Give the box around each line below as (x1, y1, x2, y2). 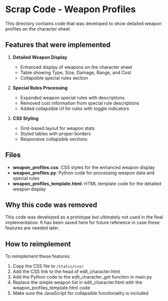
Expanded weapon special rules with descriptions (20, 94, 125, 100)
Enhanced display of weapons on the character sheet (20, 64, 132, 70)
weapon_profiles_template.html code (12, 285, 91, 291)
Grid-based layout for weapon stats (20, 125, 95, 131)
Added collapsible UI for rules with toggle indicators (20, 105, 129, 112)
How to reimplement (5, 239, 71, 248)
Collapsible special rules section (20, 75, 88, 81)
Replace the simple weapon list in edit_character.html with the (12, 279, 143, 286)
